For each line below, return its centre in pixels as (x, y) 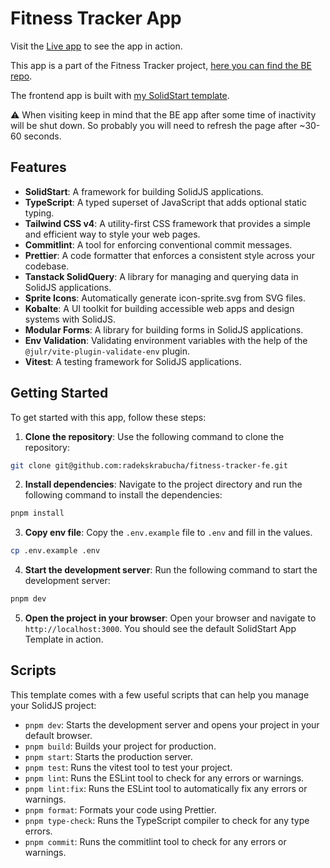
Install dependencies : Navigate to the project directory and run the (163, 484)
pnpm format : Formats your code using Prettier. (120, 809)
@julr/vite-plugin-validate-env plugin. (107, 351)
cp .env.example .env (55, 551)
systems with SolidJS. (70, 319)
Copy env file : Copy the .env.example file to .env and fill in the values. (168, 533)
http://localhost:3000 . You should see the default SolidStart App (160, 629)
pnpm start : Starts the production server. (108, 756)
